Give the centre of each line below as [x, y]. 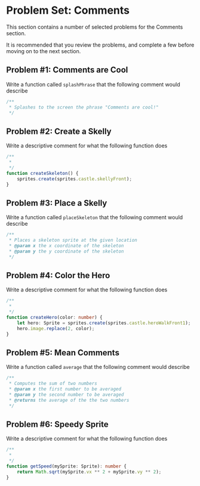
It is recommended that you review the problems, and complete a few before [100, 45]
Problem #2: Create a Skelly [59, 131]
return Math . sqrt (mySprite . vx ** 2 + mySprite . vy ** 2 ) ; [89, 472]
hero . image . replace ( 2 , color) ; [56, 328]
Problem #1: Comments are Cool [67, 70]
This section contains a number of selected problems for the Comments [95, 27]
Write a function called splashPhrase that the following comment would [93, 84]
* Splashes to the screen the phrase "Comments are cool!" [84, 107]
